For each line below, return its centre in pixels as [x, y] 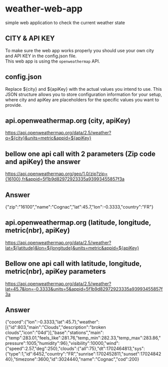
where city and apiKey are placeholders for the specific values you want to [82, 100]
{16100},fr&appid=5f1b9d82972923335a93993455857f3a [65, 179]
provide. [14, 105]
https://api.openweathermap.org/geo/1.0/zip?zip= [56, 174]
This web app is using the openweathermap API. [52, 61]
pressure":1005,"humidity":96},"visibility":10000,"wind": [62, 343]
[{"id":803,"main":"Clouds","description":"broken [56, 327]
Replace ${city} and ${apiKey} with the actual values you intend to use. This [83, 89]
